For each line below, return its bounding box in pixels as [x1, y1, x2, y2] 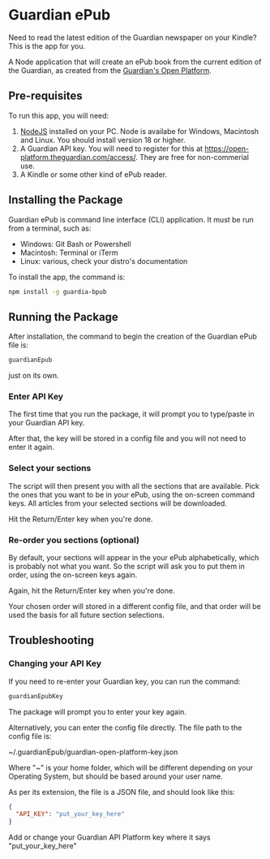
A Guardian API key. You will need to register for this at [19, 144, 204, 153]
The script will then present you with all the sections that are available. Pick [8, 481, 259, 490]
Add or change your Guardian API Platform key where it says [8, 832, 211, 842]
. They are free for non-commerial [135, 152, 250, 162]
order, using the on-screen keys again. [8, 570, 138, 580]
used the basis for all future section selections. [8, 611, 165, 620]
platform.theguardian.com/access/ [19, 152, 136, 162]
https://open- [204, 144, 250, 153]
